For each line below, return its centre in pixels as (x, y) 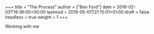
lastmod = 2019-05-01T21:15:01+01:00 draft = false (98, 12)
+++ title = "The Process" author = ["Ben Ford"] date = (60, 7)
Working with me (22, 26)
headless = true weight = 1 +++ (37, 17)
